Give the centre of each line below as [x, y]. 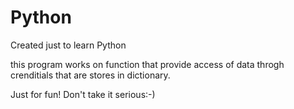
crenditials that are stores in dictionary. [90, 75]
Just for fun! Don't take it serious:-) [83, 94]
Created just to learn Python [68, 45]
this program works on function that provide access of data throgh [147, 64]
